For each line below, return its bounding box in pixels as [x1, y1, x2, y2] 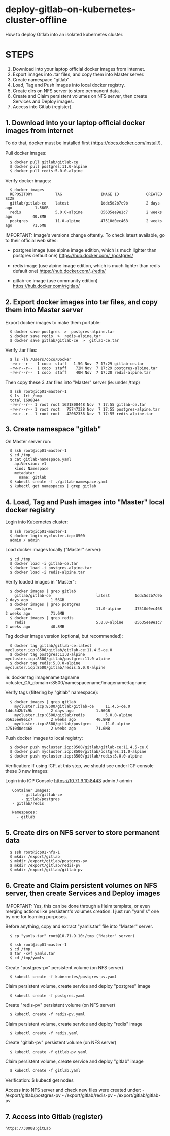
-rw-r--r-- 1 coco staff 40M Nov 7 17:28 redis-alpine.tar [10, 370, 151, 375]
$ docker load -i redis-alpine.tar [10, 570, 85, 575]
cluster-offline [5, 14, 67, 26]
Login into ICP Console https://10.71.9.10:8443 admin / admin [5, 778, 132, 784]
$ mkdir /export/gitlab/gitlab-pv [10, 867, 83, 872]
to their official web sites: [5, 237, 58, 243]
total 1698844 [10, 398, 40, 403]
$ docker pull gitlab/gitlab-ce [10, 159, 79, 165]
